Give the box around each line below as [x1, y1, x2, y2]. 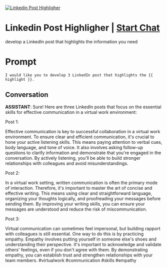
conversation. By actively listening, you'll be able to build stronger [5, 155, 141, 161]
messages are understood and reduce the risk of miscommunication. [5, 206, 147, 212]
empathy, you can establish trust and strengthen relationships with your [5, 252, 153, 258]
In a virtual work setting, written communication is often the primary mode [5, 180, 158, 186]
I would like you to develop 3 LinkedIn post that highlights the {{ [5, 72, 153, 77]
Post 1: [5, 119, 19, 125]
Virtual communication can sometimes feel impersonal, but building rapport [5, 225, 161, 232]
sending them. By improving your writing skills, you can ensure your [5, 201, 145, 207]
